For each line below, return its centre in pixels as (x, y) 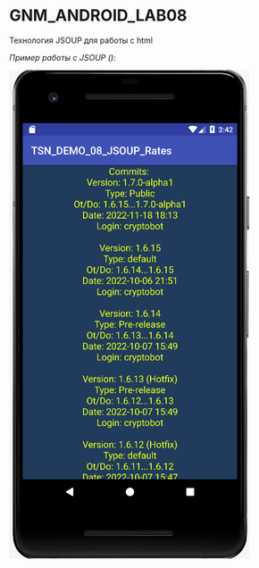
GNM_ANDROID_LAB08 (98, 16)
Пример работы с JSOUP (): (63, 57)
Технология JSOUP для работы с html (81, 40)
